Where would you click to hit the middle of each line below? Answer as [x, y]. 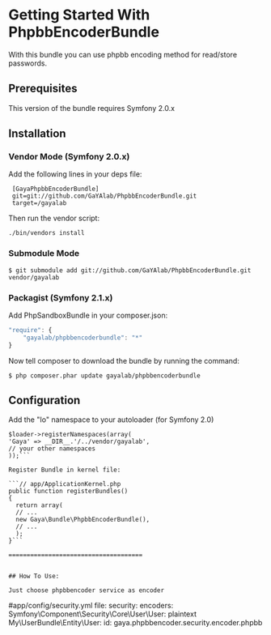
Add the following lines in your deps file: [75, 174]
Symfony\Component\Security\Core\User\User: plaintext [102, 614]
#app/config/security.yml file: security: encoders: [91, 606]
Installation [37, 134]
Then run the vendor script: [54, 218]
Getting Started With [79, 15]
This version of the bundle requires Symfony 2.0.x [92, 108]
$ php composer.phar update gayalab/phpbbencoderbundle [104, 375]
